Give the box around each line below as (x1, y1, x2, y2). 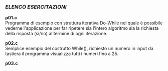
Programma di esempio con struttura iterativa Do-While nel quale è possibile (5, 20, 163, 26)
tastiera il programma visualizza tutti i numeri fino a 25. (5, 51, 119, 57)
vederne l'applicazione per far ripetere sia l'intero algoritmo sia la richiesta (5, 25, 159, 31)
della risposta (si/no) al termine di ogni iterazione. (5, 31, 108, 37)
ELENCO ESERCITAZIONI (5, 3, 67, 10)
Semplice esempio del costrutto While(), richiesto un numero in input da (5, 46, 154, 52)
